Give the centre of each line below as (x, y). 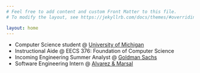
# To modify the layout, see (42, 17)
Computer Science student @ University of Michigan (79, 45)
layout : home (22, 28)
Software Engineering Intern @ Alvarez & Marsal (74, 64)
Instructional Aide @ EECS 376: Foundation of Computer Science (94, 51)
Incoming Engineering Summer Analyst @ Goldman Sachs (86, 58)
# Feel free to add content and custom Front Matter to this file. (92, 12)
